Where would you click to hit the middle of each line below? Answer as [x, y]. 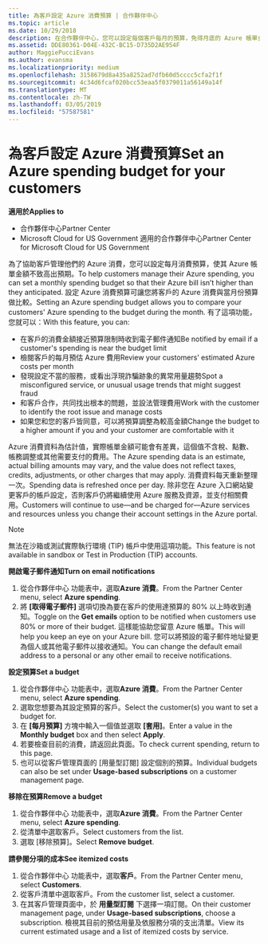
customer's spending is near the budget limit [93, 348]
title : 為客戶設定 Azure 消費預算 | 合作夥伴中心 [83, 16]
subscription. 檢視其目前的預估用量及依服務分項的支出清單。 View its [132, 922]
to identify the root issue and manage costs [91, 411]
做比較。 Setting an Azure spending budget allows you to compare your [125, 302]
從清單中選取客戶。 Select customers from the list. [102, 832]
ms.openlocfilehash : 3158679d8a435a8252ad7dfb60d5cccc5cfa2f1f [116, 75]
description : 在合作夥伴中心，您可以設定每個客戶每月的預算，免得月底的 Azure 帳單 [133, 38]
